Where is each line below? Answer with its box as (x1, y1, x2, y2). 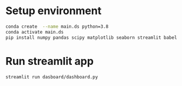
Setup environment (5, 4, 102, 18)
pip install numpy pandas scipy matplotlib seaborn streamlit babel (5, 34, 177, 41)
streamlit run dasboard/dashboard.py (5, 74, 98, 80)
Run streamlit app (5, 54, 94, 68)
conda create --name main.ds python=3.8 (5, 24, 109, 29)
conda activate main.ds (5, 29, 64, 35)
